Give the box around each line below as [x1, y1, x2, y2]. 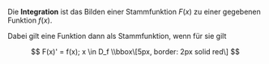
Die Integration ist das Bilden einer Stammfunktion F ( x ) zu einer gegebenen [7, 7, 261, 16]
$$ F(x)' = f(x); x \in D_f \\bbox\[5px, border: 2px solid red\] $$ [31, 47, 240, 56]
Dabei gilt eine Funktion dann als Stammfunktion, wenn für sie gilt [7, 32, 227, 41]
